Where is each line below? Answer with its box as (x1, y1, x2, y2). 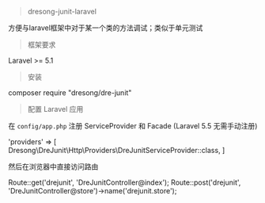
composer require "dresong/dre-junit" (8, 88, 132, 98)
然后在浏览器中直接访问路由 (8, 162, 99, 171)
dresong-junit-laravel (27, 7, 97, 16)
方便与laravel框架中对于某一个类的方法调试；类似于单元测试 (8, 23, 203, 33)
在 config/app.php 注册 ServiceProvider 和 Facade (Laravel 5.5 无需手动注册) (8, 121, 258, 130)
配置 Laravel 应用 (27, 105, 84, 113)
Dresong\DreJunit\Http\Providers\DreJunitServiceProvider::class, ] (8, 146, 225, 155)
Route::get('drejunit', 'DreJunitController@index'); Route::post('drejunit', (8, 178, 241, 187)
